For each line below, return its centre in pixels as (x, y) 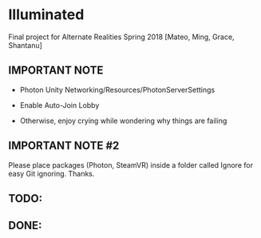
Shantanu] (25, 45)
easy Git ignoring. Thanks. (51, 173)
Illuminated (46, 15)
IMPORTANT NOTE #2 (64, 146)
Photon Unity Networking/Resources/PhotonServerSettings (117, 89)
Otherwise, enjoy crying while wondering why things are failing (123, 121)
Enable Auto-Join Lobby (59, 105)
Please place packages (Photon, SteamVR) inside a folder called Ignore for (131, 165)
